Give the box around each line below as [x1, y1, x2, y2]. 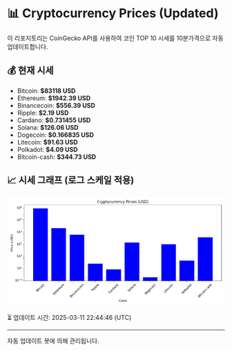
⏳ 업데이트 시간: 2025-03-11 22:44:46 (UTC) [7, 313, 132, 321]
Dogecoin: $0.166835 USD [17, 131, 95, 139]
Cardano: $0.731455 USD [17, 115, 91, 124]
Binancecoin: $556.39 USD [17, 101, 95, 109]
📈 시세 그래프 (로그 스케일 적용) [7, 174, 135, 187]
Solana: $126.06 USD [17, 123, 79, 131]
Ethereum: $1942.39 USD [17, 94, 91, 102]
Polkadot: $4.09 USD [17, 145, 78, 153]
